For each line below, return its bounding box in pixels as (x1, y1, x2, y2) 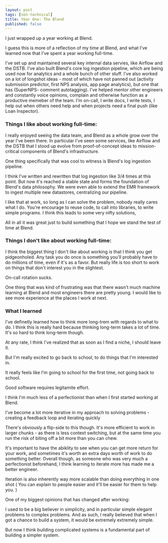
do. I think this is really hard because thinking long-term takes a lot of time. (5, 324, 160, 330)
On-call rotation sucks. (5, 274, 53, 280)
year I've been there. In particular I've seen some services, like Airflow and (5, 137, 160, 143)
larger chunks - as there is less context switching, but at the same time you (5, 430, 161, 436)
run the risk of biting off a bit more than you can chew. (5, 435, 118, 441)
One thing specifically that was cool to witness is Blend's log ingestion (5, 158, 151, 164)
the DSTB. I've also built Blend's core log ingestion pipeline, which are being (5, 65, 163, 71)
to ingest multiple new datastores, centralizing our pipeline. (5, 189, 128, 195)
